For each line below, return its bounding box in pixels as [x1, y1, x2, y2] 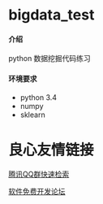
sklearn [19, 110, 46, 119]
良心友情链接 [8, 141, 95, 159]
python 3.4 [19, 92, 58, 102]
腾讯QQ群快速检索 [8, 169, 70, 179]
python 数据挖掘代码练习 [8, 54, 91, 63]
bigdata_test [8, 6, 95, 24]
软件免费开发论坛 [8, 186, 66, 196]
